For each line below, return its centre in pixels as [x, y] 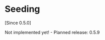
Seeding [23, 9]
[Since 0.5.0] [18, 23]
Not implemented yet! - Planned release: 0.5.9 [52, 32]
